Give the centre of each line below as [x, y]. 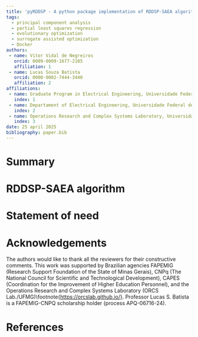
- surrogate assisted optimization [55, 39]
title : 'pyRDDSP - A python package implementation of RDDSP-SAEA [89, 12]
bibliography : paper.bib [37, 133]
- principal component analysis [51, 22]
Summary [30, 162]
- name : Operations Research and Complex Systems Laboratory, [87, 116]
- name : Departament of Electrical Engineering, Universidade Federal [97, 105]
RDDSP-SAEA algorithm [66, 189]
